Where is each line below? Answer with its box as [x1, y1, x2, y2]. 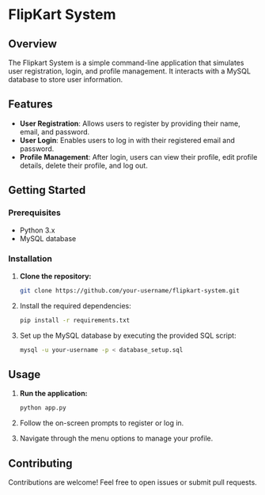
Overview [8, 37, 58, 51]
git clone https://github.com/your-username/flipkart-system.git [19, 286, 240, 294]
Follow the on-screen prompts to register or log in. [19, 418, 184, 428]
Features [8, 97, 53, 111]
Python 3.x [19, 225, 55, 235]
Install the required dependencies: [19, 300, 132, 310]
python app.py [19, 404, 66, 412]
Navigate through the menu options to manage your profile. [19, 433, 214, 444]
